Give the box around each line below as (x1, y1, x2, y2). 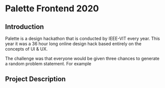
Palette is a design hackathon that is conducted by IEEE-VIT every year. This (5, 35, 160, 41)
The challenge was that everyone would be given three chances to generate (5, 56, 160, 61)
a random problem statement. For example (5, 61, 92, 66)
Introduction (5, 23, 44, 31)
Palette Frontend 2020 (5, 3, 99, 14)
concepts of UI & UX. (5, 46, 48, 52)
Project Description (5, 75, 66, 84)
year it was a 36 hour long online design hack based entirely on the (5, 41, 142, 47)
